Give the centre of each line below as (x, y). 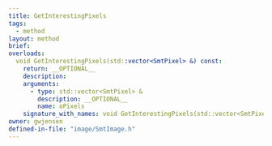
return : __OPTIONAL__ (59, 69)
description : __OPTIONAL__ (83, 99)
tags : (17, 24)
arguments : (41, 84)
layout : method (34, 39)
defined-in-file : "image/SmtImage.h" (72, 129)
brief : (19, 46)
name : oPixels (61, 106)
